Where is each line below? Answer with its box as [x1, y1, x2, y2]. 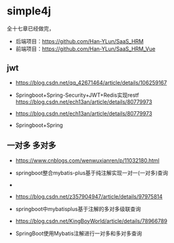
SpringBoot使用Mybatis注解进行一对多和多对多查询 [15, 230, 143, 237]
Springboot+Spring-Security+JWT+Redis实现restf [15, 91, 139, 99]
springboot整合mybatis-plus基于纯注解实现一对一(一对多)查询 [15, 169, 169, 176]
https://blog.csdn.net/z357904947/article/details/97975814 [15, 192, 163, 200]
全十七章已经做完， [7, 25, 55, 32]
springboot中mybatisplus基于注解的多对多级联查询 [15, 205, 141, 212]
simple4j [7, 4, 52, 18]
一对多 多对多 [7, 140, 56, 151]
